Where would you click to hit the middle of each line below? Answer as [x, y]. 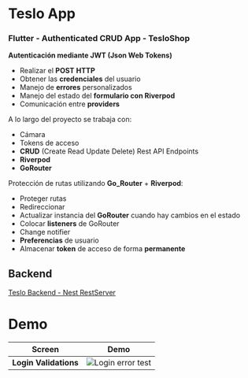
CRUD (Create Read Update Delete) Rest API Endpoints [109, 151]
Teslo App [42, 14]
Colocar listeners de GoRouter [69, 224]
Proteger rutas [43, 198]
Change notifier [45, 232]
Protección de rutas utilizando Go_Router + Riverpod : [96, 183]
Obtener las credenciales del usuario [80, 79]
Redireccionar [42, 207]
